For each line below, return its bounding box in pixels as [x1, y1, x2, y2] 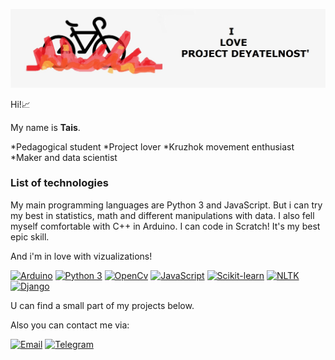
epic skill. [10, 230, 50, 243]
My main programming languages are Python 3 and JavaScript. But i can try [10, 199, 323, 211]
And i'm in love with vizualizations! [10, 250, 153, 262]
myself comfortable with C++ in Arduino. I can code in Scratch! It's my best [10, 220, 321, 232]
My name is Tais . [10, 121, 81, 133]
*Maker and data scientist [10, 151, 118, 163]
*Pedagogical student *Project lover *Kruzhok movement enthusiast [10, 140, 295, 153]
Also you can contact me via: [10, 319, 130, 331]
